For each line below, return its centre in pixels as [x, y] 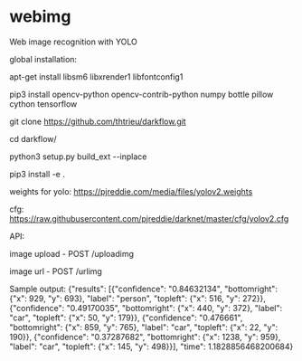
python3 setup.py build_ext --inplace [78, 157]
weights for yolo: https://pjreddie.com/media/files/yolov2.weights [131, 191]
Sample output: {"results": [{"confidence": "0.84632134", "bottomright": [144, 289]
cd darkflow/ [33, 138]
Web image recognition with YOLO [73, 42]
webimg [40, 17]
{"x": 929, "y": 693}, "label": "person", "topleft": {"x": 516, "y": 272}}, [138, 298]
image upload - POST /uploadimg [71, 253]
